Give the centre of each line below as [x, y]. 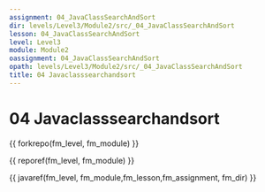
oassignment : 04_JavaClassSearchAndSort [85, 58]
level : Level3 [35, 42]
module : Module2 [39, 50]
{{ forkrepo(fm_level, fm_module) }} [74, 143]
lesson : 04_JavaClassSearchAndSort [75, 34]
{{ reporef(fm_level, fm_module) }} [72, 160]
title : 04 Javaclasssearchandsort [73, 75]
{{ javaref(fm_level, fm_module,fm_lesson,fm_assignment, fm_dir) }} [133, 177]
